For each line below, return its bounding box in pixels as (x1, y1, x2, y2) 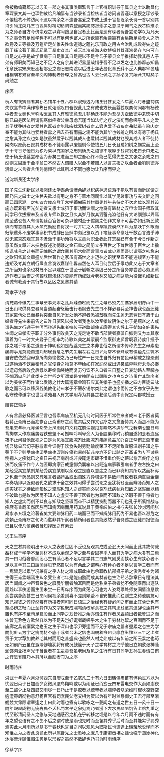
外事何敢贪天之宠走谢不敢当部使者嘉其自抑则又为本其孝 (47, 330, 159, 336)
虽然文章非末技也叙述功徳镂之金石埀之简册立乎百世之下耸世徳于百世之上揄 (9, 242, 159, 248)
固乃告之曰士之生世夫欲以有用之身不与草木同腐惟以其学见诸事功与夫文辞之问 (5, 193, 159, 199)
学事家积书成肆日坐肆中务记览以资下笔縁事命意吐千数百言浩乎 (30, 230, 155, 235)
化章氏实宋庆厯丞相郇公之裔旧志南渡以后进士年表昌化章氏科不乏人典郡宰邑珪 (5, 66, 159, 71)
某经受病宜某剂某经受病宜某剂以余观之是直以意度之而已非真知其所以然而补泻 (5, 468, 159, 473)
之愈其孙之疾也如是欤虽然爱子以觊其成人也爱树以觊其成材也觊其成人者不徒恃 (5, 135, 159, 141)
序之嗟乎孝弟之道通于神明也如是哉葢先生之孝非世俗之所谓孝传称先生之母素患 (5, 343, 159, 348)
